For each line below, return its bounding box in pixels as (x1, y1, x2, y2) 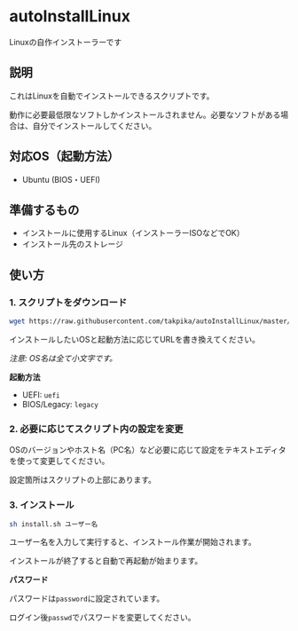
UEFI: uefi (21, 389, 60, 400)
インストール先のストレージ (21, 239, 124, 249)
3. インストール (9, 499, 74, 511)
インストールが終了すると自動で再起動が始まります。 (9, 556, 203, 566)
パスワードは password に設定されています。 (9, 593, 165, 604)
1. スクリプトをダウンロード (9, 296, 128, 308)
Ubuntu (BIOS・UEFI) (21, 174, 100, 185)
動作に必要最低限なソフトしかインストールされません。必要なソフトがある (9, 109, 281, 120)
